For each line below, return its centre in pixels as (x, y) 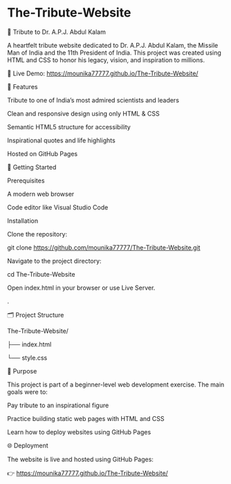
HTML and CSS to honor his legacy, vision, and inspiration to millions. (106, 59)
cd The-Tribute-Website (41, 274)
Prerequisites (26, 180)
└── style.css (27, 357)
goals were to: (28, 391)
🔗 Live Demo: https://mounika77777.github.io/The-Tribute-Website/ (103, 73)
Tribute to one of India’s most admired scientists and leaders (93, 100)
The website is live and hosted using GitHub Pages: (81, 459)
